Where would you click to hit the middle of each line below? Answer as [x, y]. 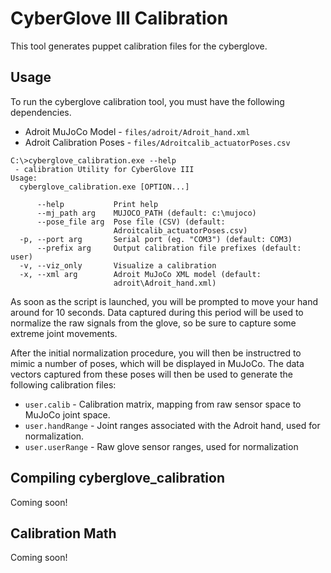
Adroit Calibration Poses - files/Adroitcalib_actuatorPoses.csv [157, 142]
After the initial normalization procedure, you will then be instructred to [156, 353]
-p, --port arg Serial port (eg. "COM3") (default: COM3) [156, 239]
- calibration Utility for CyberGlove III [104, 169]
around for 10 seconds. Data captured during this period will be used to [157, 312]
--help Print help [97, 204]
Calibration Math [63, 533]
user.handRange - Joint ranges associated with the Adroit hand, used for [172, 425]
